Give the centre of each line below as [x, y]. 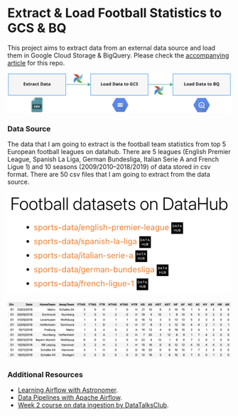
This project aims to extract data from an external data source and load [111, 48]
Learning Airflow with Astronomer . [68, 390]
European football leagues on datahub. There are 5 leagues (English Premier [119, 152]
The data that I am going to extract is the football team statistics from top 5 [117, 144]
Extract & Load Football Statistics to [115, 13]
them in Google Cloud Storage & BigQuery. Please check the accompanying [118, 55]
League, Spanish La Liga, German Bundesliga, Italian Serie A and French [113, 159]
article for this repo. [36, 62]
